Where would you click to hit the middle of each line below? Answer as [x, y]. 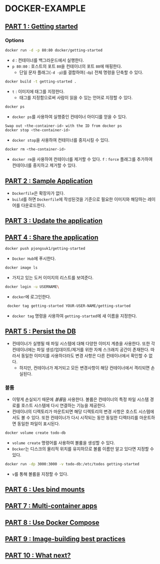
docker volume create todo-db [36, 433]
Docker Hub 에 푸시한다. [34, 258]
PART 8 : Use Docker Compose [52, 522]
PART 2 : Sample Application [49, 181]
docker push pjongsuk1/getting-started [45, 249]
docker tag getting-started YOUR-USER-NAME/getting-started [69, 306]
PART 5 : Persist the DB [41, 332]
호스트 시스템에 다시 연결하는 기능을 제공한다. [64, 405]
